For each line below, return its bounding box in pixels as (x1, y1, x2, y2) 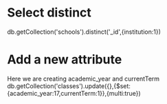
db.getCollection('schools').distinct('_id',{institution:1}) (7, 28, 162, 36)
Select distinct (7, 5, 91, 21)
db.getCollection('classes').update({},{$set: (7, 81, 131, 90)
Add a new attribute (7, 52, 122, 67)
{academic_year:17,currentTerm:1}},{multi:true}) (7, 89, 141, 97)
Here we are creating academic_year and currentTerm (7, 74, 160, 83)
